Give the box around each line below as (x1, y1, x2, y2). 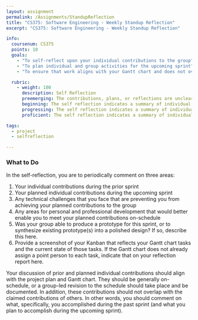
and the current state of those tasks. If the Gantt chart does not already (14, 246, 189, 253)
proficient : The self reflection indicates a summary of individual (21, 112, 194, 118)
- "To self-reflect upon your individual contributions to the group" (16, 57, 194, 64)
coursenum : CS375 (11, 41, 54, 47)
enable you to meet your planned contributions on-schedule (14, 215, 161, 222)
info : (6, 36, 19, 42)
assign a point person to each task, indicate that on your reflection (14, 252, 176, 259)
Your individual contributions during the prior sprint (14, 183, 139, 190)
